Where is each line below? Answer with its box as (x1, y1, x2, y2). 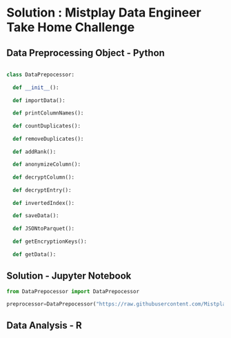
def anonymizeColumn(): (12, 161, 81, 168)
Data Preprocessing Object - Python (6, 47, 165, 59)
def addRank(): (12, 148, 57, 155)
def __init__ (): (12, 84, 59, 91)
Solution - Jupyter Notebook (6, 270, 132, 281)
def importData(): (12, 97, 66, 104)
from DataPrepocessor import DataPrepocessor (6, 288, 139, 295)
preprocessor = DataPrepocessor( (6, 301, 97, 308)
